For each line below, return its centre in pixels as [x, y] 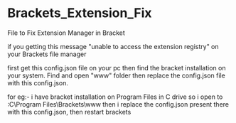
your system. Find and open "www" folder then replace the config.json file [116, 75]
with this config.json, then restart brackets [69, 112]
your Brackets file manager [47, 54]
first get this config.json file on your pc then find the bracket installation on [117, 68]
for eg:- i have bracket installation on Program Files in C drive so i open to [115, 97]
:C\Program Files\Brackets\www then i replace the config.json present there [118, 104]
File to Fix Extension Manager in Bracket [66, 33]
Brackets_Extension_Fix [80, 13]
